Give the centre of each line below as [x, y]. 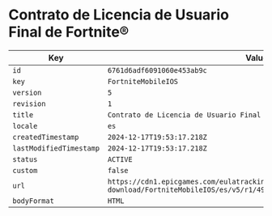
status [25, 159]
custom [25, 170]
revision [29, 104]
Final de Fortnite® [69, 32]
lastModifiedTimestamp [56, 148]
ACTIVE [120, 159]
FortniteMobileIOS [143, 81]
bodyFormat [33, 201]
